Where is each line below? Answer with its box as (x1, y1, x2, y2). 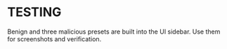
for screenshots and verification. (7, 34, 102, 43)
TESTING (7, 4, 62, 20)
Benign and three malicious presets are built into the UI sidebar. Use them (7, 27, 221, 36)
